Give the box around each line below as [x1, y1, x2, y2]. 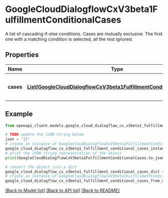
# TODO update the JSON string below [5, 132, 84, 137]
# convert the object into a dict [5, 164, 77, 169]
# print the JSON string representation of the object [5, 150, 122, 156]
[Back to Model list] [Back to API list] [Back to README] [5, 187, 120, 193]
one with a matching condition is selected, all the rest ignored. [5, 36, 133, 42]
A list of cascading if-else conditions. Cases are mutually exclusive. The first [5, 31, 162, 37]
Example [5, 110, 33, 118]
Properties [5, 51, 39, 59]
